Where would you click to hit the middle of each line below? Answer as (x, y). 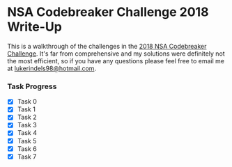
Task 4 (27, 133)
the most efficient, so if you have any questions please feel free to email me (116, 61)
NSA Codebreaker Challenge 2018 (108, 12)
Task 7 (27, 157)
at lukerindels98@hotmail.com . (52, 68)
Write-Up (35, 27)
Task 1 (26, 109)
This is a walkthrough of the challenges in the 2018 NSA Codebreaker (107, 46)
